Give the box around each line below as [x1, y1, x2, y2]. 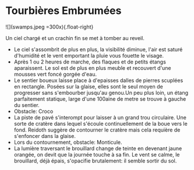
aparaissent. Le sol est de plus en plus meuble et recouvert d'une [13, 64, 171, 71]
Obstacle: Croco [13, 108, 54, 115]
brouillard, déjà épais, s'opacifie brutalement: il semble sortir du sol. [13, 157, 177, 164]
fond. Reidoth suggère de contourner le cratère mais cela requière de [13, 126, 181, 133]
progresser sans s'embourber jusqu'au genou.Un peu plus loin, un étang [13, 89, 189, 96]
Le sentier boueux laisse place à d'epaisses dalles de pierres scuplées [13, 77, 184, 84]
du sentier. [13, 101, 40, 108]
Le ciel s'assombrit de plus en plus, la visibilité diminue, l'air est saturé [13, 45, 183, 53]
